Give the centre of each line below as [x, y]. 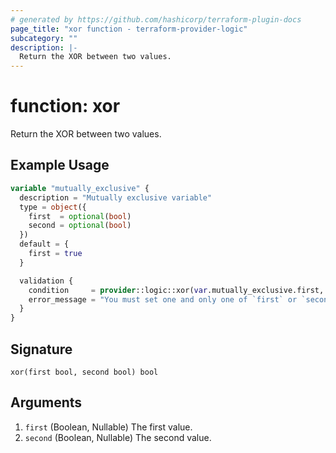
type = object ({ [53, 207]
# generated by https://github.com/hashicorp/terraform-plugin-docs [156, 19]
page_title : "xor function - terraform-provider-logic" [129, 29]
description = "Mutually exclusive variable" [116, 197]
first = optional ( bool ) [80, 216]
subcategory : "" [44, 38]
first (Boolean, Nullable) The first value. [108, 427]
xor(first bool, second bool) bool [84, 372]
